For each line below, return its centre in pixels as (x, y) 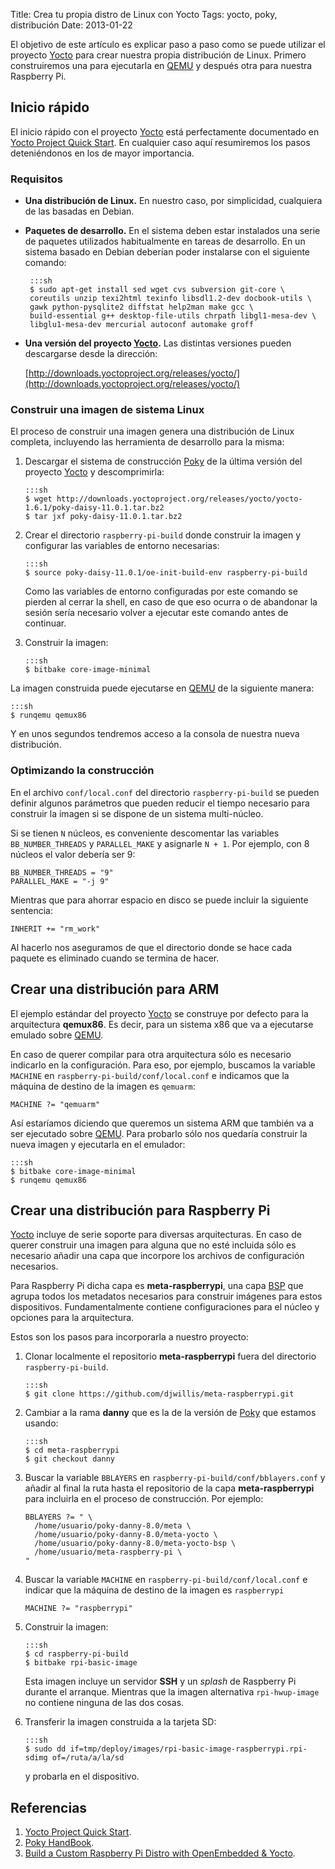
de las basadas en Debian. (79, 211)
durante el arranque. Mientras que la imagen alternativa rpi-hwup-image (172, 1692)
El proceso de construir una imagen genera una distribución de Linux (152, 431)
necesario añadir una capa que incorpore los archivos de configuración (157, 1256)
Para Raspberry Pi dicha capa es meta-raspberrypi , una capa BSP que (157, 1286)
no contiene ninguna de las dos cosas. (104, 1703)
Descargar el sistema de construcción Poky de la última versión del (163, 461)
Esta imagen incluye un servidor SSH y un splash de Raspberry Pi (160, 1681)
